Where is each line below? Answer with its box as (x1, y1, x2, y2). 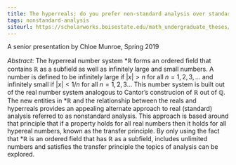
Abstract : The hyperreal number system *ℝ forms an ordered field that (7, 57, 211, 65)
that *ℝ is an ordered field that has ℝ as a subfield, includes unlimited (7, 135, 208, 143)
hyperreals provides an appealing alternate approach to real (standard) (7, 105, 213, 113)
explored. (7, 150, 35, 159)
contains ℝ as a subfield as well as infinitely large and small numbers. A (7, 65, 214, 74)
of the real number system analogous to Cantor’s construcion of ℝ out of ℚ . (7, 88, 226, 97)
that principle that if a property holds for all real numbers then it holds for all (7, 119, 227, 128)
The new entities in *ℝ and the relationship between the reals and (7, 96, 197, 105)
